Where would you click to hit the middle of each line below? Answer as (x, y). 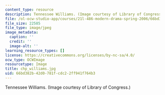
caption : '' (22, 37)
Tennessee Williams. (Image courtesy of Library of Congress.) (68, 87)
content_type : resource (29, 10)
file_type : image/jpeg (28, 28)
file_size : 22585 (23, 23)
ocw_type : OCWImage (25, 60)
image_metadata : (22, 32)
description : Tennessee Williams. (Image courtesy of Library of (73, 14)
